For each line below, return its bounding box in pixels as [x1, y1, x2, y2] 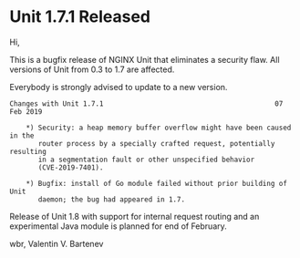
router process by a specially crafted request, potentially [37, 139, 275, 148]
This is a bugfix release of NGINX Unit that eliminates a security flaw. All [9, 54, 280, 65]
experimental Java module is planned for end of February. [9, 221, 228, 232]
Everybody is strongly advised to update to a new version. [9, 81, 228, 92]
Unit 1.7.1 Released [9, 6, 150, 27]
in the [9, 130, 35, 140]
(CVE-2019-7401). [37, 162, 104, 172]
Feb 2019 [9, 107, 43, 116]
